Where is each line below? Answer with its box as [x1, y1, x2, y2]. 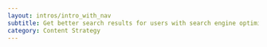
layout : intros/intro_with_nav [7, 11, 112, 20]
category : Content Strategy [7, 26, 101, 34]
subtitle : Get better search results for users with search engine [7, 19, 237, 27]
